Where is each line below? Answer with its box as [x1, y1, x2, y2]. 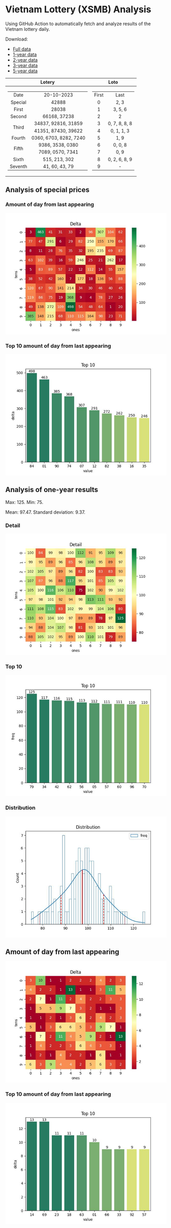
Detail [5, 522, 20, 529]
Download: [5, 36, 28, 42]
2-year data [12, 56, 38, 63]
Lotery [40, 79, 55, 85]
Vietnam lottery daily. [5, 26, 50, 32]
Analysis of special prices [5, 186, 90, 194]
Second [10, 113, 27, 120]
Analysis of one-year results [5, 485, 98, 494]
